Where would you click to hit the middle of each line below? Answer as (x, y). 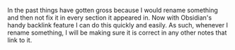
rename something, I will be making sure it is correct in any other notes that (117, 32)
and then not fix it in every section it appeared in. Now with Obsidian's (110, 18)
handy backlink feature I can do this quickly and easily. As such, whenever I (118, 25)
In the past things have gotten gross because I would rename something (113, 10)
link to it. (20, 40)
